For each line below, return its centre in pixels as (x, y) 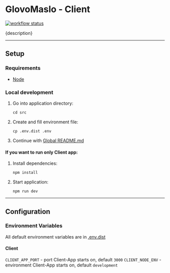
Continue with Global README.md (48, 141)
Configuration (28, 212)
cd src (19, 112)
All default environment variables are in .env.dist (55, 237)
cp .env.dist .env (32, 131)
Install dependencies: (35, 163)
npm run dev (25, 191)
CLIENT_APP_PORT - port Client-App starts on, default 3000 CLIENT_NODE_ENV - (83, 260)
